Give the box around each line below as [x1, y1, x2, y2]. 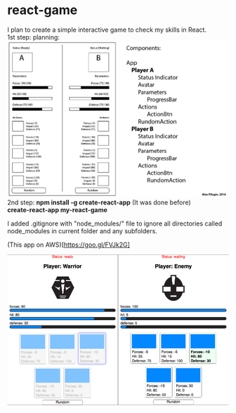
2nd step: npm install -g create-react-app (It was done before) [7, 198, 191, 207]
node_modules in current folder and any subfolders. [7, 227, 158, 235]
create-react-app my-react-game [7, 206, 107, 214]
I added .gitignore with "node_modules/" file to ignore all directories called [7, 219, 223, 228]
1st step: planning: [7, 32, 60, 41]
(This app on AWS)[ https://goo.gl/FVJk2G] [7, 240, 130, 249]
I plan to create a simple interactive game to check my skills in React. [7, 25, 207, 34]
